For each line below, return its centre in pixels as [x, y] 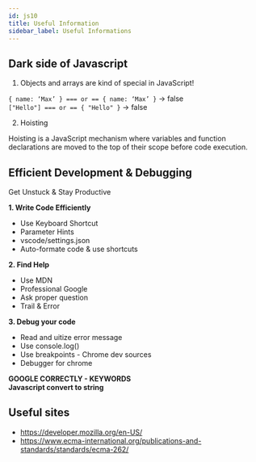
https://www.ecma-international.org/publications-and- [111, 440]
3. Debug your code [42, 321]
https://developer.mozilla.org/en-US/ [81, 432]
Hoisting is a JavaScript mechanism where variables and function [117, 139]
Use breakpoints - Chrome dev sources [86, 355]
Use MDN [36, 280]
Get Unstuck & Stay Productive [60, 192]
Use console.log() [50, 346]
